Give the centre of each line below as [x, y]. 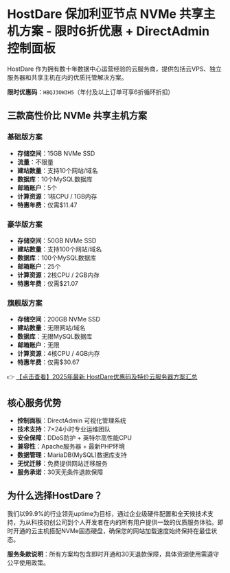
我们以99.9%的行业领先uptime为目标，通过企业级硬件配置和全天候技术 [107, 513]
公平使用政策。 [28, 562]
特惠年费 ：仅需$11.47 [47, 205]
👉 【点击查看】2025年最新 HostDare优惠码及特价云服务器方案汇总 [102, 377]
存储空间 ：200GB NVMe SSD [59, 319]
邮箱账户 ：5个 [37, 188]
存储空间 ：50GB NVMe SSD [57, 240]
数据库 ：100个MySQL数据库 [57, 258]
